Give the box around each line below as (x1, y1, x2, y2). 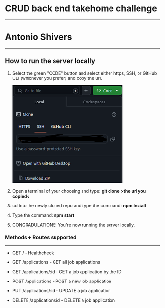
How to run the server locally (5, 57, 96, 65)
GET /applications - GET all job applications (12, 259, 101, 265)
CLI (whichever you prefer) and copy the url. (12, 75, 102, 81)
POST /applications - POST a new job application (12, 278, 112, 284)
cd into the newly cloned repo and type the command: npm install (12, 203, 146, 208)
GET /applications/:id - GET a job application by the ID (12, 268, 122, 275)
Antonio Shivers (5, 31, 72, 43)
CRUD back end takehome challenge (5, 3, 157, 14)
